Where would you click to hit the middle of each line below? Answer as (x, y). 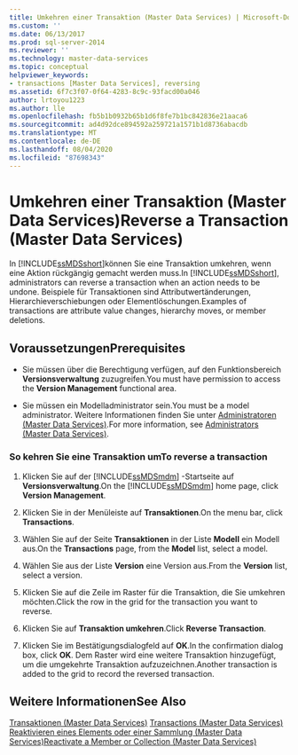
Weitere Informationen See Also (98, 701)
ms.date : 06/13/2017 (47, 34)
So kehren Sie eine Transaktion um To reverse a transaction (138, 457)
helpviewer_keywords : (49, 75)
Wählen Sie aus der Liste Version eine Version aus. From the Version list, (155, 565)
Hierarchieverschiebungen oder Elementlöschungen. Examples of (128, 302)
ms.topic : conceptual (49, 67)
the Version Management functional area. (99, 389)
